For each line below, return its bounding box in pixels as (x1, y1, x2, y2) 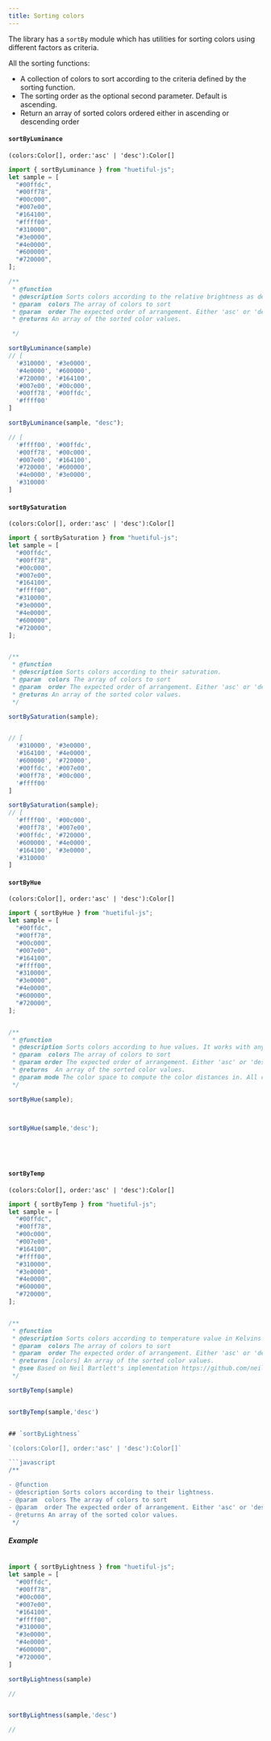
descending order (19, 116, 80, 126)
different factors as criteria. (8, 42, 99, 52)
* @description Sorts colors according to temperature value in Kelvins (11, 1334, 262, 1342)
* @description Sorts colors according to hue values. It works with (11, 1043, 251, 1051)
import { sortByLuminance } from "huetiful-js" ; (8, 165, 175, 173)
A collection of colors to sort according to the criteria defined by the (19, 73, 247, 83)
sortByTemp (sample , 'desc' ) (8, 1408, 99, 1416)
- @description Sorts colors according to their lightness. (8, 1488, 215, 1497)
